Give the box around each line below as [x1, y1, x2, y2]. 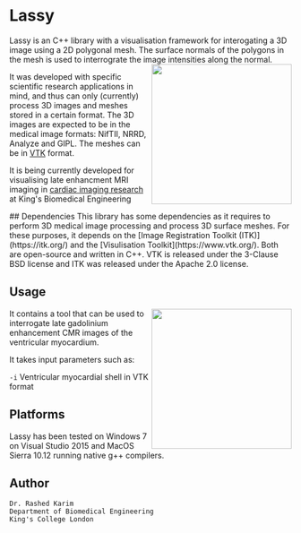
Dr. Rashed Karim [9, 499, 74, 509]
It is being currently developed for [9, 165, 134, 176]
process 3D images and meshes [9, 99, 128, 110]
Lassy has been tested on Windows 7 [9, 431, 148, 442]
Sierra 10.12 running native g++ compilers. [9, 450, 165, 460]
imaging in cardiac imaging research [9, 184, 144, 194]
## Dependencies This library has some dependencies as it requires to [9, 211, 271, 221]
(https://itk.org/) [9, 239, 69, 250]
